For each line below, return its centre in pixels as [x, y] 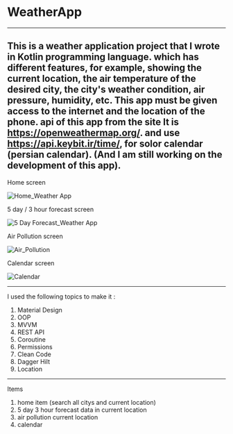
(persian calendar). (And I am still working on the [115, 155]
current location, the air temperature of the [102, 79]
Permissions [35, 347]
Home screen [27, 182]
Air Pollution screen [35, 236]
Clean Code [34, 354]
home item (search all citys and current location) [86, 402]
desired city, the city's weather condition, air [106, 90]
